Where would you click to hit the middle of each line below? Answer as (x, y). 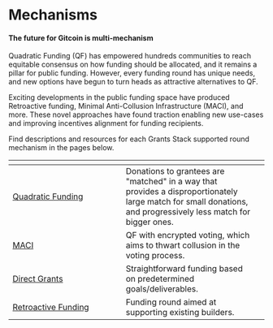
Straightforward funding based (184, 269)
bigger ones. (150, 222)
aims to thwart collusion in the (183, 245)
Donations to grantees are (175, 171)
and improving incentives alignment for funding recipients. (106, 123)
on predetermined (160, 279)
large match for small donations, (187, 202)
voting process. (155, 256)
